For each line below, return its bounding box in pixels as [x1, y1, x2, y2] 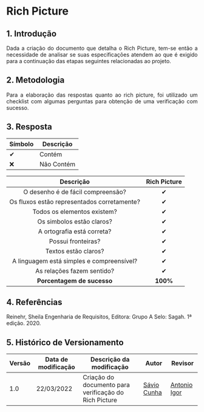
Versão [9, 359, 31, 368]
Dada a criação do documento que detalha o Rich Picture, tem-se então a [6, 44, 198, 52]
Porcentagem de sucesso [36, 276, 113, 285]
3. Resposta [6, 122, 53, 132]
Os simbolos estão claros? [37, 217, 112, 225]
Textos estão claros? [45, 247, 104, 255]
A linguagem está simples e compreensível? [12, 256, 138, 265]
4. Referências [6, 297, 63, 307]
